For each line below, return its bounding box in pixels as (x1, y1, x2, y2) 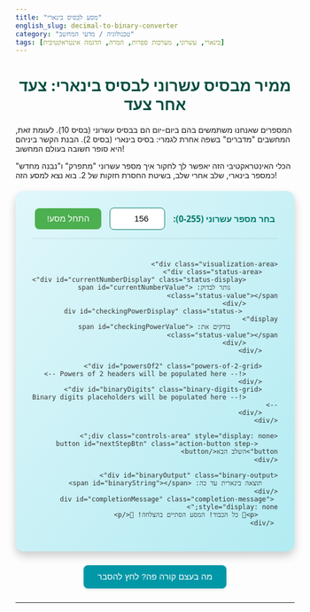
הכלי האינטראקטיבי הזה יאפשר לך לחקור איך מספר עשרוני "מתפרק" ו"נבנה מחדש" (15, 161, 291, 171)
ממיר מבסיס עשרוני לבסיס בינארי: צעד (19, 76, 291, 96)
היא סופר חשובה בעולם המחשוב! (15, 144, 125, 154)
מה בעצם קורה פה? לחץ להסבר (97, 571, 213, 582)
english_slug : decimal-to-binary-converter (15, 21, 179, 30)
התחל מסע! (46, 214, 90, 224)
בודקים (213, 323, 231, 332)
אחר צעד (123, 95, 187, 115)
